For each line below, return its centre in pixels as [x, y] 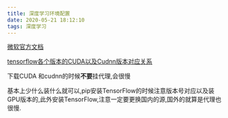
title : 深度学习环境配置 [39, 13]
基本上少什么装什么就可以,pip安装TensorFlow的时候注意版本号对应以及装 [111, 91]
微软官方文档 [25, 47]
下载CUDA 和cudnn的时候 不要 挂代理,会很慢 [69, 76]
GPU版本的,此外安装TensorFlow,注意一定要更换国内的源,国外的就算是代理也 [114, 99]
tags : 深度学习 [27, 26]
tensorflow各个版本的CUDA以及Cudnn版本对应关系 [80, 61]
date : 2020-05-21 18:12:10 [46, 20]
